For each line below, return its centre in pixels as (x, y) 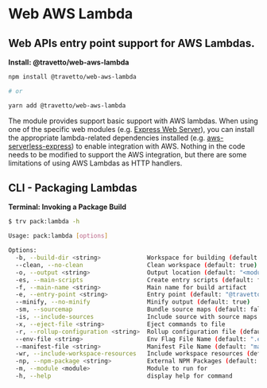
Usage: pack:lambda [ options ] (58, 236)
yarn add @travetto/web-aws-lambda (67, 105)
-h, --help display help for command (124, 376)
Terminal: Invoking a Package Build (68, 207)
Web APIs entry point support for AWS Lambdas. (132, 43)
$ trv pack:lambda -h (44, 222)
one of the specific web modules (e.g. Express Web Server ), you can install (132, 129)
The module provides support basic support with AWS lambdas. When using (133, 121)
